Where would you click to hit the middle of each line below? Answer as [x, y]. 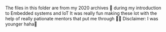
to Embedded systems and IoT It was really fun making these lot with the [81, 13]
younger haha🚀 [21, 24]
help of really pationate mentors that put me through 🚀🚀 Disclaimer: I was [82, 19]
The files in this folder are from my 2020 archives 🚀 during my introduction [83, 8]
